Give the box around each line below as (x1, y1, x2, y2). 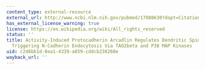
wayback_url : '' (6, 54, 48, 60)
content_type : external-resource (6, 9, 92, 15)
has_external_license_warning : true (6, 20, 99, 26)
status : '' (6, 32, 34, 38)
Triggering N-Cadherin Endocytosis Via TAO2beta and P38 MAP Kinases (12, 43, 192, 49)
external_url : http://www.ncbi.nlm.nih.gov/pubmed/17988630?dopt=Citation (6, 15, 201, 21)
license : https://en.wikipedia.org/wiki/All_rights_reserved (6, 26, 165, 32)
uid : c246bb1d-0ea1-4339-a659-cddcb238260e (6, 49, 119, 55)
